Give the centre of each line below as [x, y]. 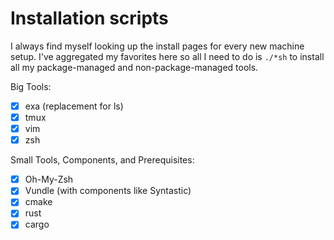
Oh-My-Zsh [49, 179]
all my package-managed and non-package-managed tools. [134, 67]
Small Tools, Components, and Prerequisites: [102, 160]
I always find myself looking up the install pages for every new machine [157, 46]
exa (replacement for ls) [74, 106]
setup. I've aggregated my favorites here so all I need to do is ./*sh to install [167, 56]
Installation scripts [89, 18]
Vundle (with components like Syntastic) [108, 191]
